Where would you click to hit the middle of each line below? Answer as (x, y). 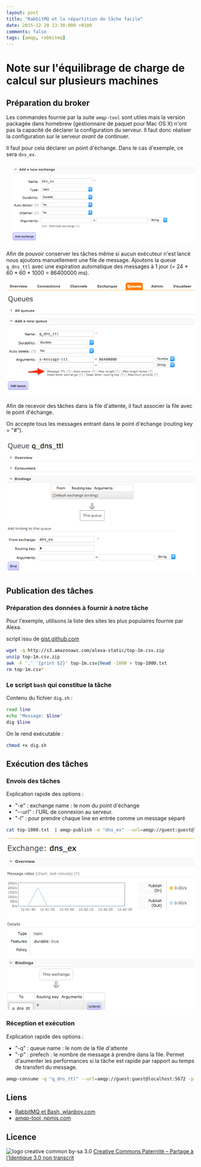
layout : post (22, 13)
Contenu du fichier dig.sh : (39, 698)
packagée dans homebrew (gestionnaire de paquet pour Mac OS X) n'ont (97, 124)
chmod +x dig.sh (26, 745)
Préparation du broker (48, 103)
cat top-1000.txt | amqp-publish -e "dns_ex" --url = (75, 830)
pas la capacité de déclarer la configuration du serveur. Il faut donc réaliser (99, 130)
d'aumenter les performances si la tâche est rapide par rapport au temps (104, 1061)
